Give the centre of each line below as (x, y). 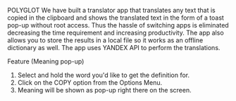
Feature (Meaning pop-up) (46, 61)
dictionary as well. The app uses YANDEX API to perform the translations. (114, 48)
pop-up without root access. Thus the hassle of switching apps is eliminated (118, 25)
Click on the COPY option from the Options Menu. (90, 83)
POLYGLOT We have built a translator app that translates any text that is (112, 10)
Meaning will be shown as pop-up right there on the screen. (104, 90)
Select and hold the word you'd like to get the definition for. (104, 75)
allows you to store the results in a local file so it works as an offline (105, 40)
